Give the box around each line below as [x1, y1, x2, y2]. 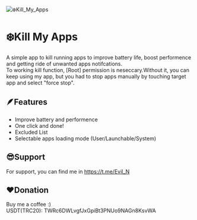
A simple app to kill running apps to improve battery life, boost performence [6, 54, 192, 61]
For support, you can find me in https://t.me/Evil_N [6, 168, 130, 175]
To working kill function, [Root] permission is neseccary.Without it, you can [6, 66, 190, 74]
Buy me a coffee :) [6, 201, 52, 208]
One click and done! [14, 122, 64, 129]
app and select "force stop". [6, 79, 75, 86]
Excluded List [14, 128, 48, 136]
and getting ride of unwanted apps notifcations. [6, 60, 123, 67]
